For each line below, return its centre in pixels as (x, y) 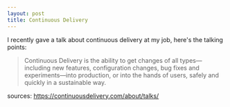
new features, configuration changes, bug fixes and (125, 68)
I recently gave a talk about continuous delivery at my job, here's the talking (115, 39)
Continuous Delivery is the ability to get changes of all (101, 60)
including (37, 68)
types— (191, 60)
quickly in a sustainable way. (65, 82)
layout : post (26, 13)
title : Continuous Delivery (48, 20)
